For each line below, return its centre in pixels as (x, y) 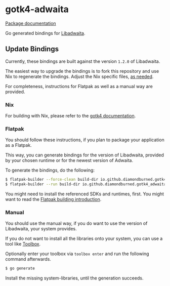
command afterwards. (28, 259)
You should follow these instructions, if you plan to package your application (85, 140)
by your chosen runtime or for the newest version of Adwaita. (69, 160)
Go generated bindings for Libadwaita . (45, 33)
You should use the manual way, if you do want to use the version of (76, 223)
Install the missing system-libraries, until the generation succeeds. (74, 278)
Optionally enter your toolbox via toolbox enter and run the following (77, 254)
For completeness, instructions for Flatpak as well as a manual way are (79, 86)
